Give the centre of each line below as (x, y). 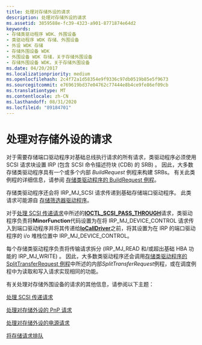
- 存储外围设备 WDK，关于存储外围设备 (48, 62)
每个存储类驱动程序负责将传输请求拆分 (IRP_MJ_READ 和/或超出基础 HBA (97, 249)
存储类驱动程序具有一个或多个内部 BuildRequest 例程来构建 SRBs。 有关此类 (101, 172)
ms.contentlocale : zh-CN (37, 96)
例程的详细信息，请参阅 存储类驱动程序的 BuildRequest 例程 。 (83, 180)
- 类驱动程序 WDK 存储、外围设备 (43, 40)
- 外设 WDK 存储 (25, 46)
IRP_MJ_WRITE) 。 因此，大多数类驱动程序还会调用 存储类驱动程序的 (103, 256)
